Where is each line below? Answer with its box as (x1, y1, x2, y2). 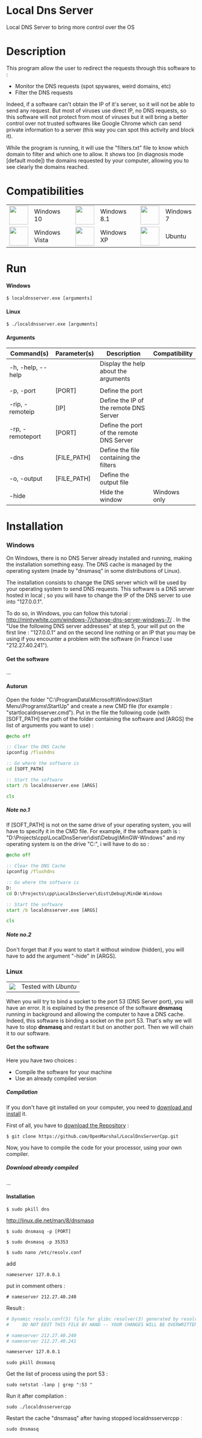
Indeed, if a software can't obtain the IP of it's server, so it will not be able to (6, 100, 195, 108)
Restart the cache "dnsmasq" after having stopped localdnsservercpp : (6, 1415, 183, 1422)
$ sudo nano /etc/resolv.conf (6, 1249, 82, 1255)
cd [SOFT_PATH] (6, 766, 44, 772)
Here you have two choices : (6, 1056, 77, 1064)
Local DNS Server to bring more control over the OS (6, 23, 135, 31)
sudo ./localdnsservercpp (6, 1404, 71, 1410)
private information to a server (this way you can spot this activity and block (6, 126, 195, 133)
